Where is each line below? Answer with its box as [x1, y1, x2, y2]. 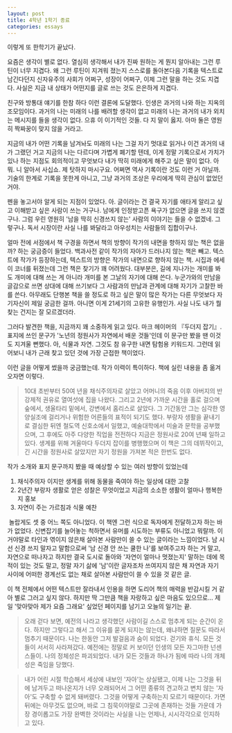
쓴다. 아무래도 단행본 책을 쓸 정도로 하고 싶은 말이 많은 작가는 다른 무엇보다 [14, 290, 216, 299]
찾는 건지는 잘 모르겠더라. [7, 308, 76, 316]
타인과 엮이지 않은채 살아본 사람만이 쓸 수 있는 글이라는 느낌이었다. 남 [30, 536, 218, 544]
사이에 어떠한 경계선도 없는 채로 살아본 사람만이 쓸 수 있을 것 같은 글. [7, 570, 192, 579]
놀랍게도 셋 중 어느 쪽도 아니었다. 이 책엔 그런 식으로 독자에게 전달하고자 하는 [8, 518, 216, 527]
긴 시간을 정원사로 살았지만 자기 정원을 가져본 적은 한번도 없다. [24, 447, 193, 456]
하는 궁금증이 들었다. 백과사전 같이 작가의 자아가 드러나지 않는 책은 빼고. [17, 247, 211, 256]
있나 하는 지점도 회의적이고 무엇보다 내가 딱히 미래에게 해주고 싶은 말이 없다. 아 [7, 157, 220, 165]
